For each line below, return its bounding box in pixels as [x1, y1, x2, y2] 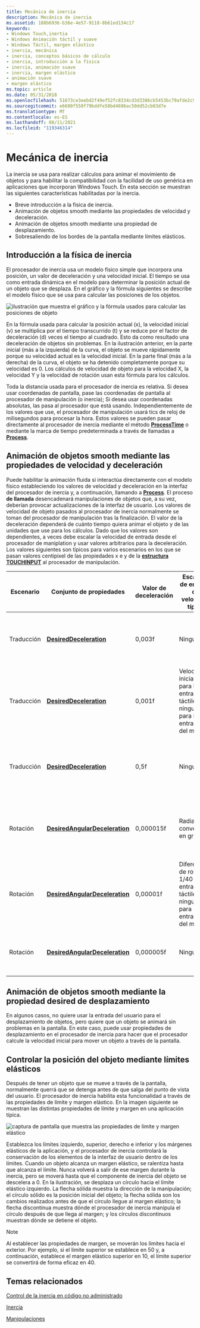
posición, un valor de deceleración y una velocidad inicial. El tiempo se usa [6, 272, 190, 279]
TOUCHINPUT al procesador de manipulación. [6, 558, 120, 565]
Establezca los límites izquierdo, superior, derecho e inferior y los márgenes [6, 1141, 192, 1148]
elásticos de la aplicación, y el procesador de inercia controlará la [6, 1147, 167, 1154]
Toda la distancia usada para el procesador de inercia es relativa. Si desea [6, 383, 189, 390]
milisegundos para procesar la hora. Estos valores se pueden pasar [6, 414, 171, 422]
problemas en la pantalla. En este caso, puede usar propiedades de [6, 1024, 171, 1032]
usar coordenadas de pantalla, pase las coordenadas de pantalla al [6, 389, 171, 397]
